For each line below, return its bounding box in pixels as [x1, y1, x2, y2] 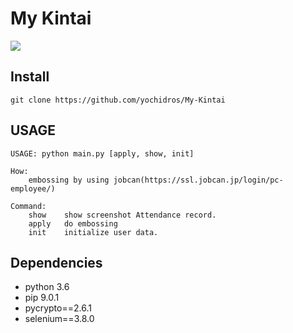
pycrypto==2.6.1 [24, 302, 92, 314]
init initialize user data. [28, 227, 159, 237]
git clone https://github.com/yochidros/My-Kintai [10, 95, 226, 105]
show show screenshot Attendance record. [28, 210, 217, 220]
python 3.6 [24, 281, 70, 293]
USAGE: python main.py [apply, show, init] [10, 148, 195, 159]
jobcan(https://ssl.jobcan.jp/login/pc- [113, 175, 284, 185]
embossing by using [28, 175, 110, 185]
